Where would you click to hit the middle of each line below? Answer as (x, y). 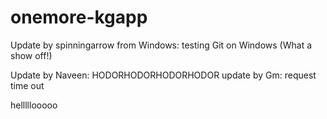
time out (27, 85)
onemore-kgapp (79, 17)
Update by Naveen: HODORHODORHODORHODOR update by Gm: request (163, 75)
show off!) (31, 55)
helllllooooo (34, 105)
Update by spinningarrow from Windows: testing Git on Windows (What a (161, 45)
